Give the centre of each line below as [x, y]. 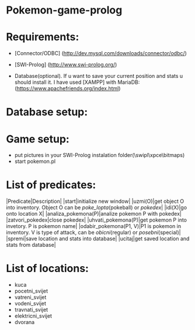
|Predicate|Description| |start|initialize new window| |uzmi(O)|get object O [95, 201]
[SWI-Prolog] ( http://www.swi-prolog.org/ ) [66, 64]
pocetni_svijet [31, 291]
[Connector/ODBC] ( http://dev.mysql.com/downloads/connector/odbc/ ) [100, 53]
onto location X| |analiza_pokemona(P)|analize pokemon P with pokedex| [94, 214]
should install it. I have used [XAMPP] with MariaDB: [77, 82]
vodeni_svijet [30, 304]
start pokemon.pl [35, 161]
